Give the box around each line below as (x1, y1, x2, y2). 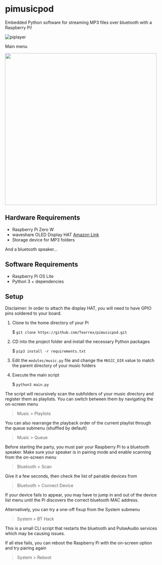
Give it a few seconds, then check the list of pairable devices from (5, 473, 137, 479)
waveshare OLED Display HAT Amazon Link (12, 232, 99, 238)
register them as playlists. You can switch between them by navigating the (5, 396, 154, 402)
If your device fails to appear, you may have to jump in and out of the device (5, 492, 157, 498)
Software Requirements (5, 260, 79, 269)
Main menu (5, 43, 28, 49)
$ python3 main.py (12, 381, 49, 387)
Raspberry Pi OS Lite (12, 273, 54, 279)
